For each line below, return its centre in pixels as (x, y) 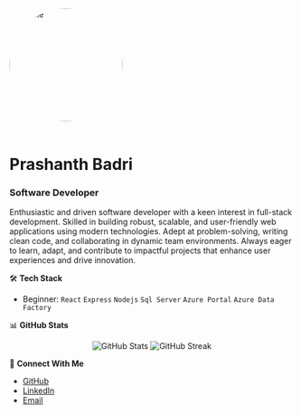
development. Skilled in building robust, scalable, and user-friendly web (143, 222)
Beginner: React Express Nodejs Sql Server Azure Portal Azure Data (148, 299)
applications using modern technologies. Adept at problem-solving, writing (149, 231)
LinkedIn (38, 390)
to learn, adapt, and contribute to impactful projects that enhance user (140, 250)
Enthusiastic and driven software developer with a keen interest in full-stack (150, 212)
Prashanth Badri (71, 165)
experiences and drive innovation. (73, 260)
